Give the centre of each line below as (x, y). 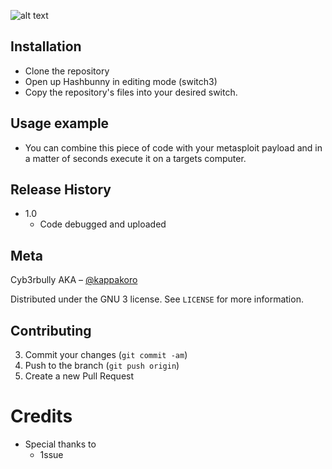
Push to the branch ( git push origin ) (102, 366)
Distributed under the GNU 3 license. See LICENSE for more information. (157, 299)
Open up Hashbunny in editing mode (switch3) (121, 81)
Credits (41, 416)
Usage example (60, 123)
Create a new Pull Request (79, 376)
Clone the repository (67, 71)
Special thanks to (60, 444)
